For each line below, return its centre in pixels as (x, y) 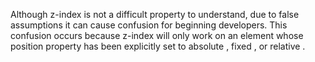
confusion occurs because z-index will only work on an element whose (157, 35)
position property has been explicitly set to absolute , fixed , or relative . (158, 46)
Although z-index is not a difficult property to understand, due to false (155, 14)
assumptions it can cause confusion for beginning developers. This (149, 25)
